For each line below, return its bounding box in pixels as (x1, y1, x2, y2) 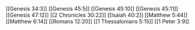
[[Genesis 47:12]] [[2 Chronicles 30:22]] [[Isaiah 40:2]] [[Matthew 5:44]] (6, 11, 188, 19)
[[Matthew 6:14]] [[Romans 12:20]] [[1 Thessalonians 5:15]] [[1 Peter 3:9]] (6, 18, 189, 25)
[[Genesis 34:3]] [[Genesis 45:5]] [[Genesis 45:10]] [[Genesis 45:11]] (6, 5, 178, 12)
